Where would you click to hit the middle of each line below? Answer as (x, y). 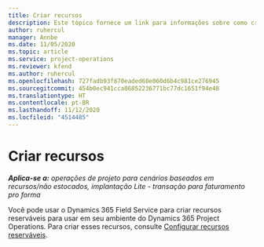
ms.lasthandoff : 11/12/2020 (54, 111)
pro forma (24, 194)
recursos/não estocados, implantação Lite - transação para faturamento (126, 186)
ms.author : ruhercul (42, 74)
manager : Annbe (33, 37)
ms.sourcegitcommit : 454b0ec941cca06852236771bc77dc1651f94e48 (114, 88)
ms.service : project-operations (61, 60)
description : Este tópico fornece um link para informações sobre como (128, 23)
